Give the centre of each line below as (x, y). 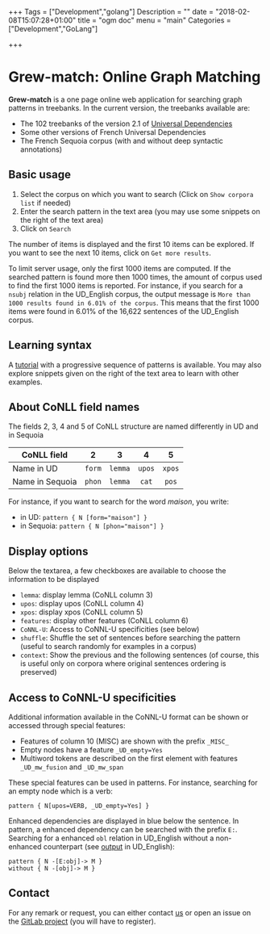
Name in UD (35, 469)
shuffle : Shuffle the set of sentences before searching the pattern (130, 638)
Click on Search (45, 228)
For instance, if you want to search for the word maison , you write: (119, 502)
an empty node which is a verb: (60, 791)
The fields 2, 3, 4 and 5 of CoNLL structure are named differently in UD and (133, 426)
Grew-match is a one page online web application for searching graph (125, 99)
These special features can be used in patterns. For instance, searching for (133, 783)
